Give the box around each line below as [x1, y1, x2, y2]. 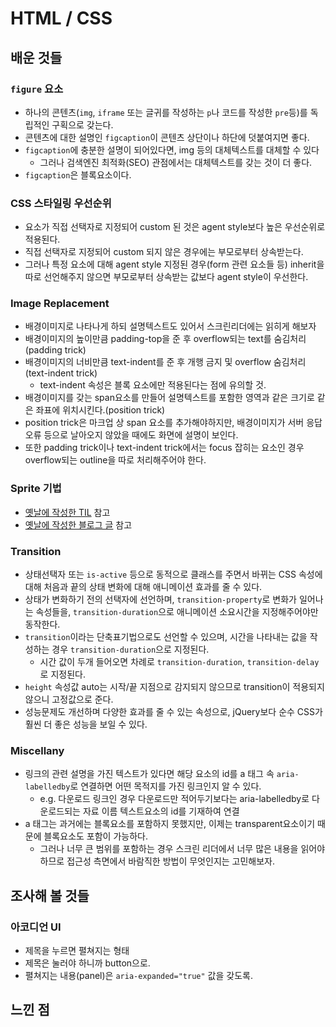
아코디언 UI [10, 920, 62, 934]
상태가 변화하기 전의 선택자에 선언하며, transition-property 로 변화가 [24, 593, 297, 606]
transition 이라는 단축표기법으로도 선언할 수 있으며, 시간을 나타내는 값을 [24, 631, 308, 643]
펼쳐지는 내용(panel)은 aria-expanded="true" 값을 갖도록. [24, 970, 253, 982]
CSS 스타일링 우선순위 [10, 196, 112, 210]
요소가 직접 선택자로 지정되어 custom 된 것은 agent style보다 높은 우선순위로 [24, 221, 326, 233]
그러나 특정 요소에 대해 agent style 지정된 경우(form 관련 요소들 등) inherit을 [24, 258, 325, 271]
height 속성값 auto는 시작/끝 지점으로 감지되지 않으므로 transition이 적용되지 [24, 681, 325, 693]
